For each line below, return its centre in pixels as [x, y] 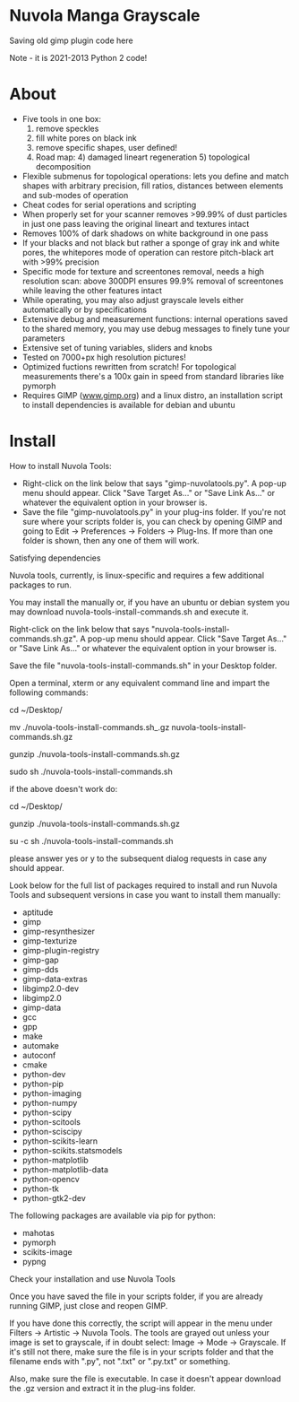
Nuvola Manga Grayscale [105, 16]
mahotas [38, 1232]
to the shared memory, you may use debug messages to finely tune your [156, 328]
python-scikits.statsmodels [72, 1150]
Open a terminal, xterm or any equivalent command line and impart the [140, 683]
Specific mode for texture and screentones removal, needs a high [143, 271]
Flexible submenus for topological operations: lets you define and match [155, 176]
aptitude [38, 912]
